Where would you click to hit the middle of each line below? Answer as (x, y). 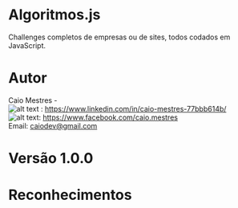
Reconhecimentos (70, 195)
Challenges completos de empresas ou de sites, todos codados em (119, 37)
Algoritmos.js (54, 15)
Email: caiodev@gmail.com (53, 125)
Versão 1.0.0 (51, 159)
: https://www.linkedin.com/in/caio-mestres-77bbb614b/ (133, 108)
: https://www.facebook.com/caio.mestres (109, 117)
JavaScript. (27, 45)
